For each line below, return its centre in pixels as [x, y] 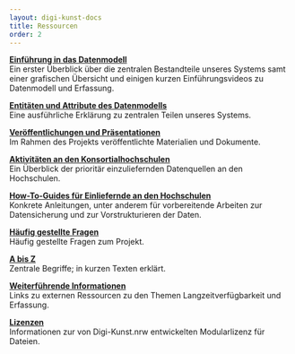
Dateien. [25, 341]
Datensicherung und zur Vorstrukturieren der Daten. [105, 215]
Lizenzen [27, 323]
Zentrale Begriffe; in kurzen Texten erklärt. [87, 269]
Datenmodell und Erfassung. [62, 88]
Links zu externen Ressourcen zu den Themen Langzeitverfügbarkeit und [145, 296]
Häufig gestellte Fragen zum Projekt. [77, 242]
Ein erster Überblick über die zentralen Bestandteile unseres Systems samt [147, 69]
